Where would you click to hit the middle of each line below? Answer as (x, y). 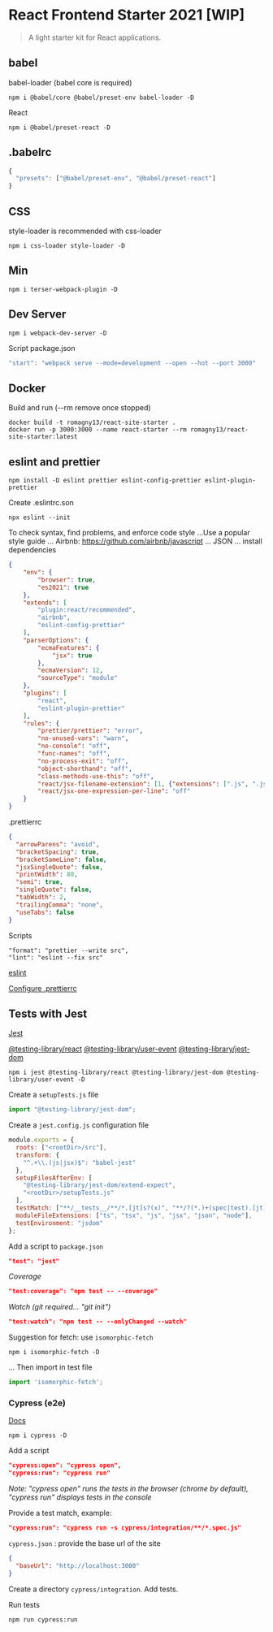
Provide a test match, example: (60, 1513)
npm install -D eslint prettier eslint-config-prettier (105, 481)
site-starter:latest (43, 437)
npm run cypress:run (43, 1619)
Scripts (20, 935)
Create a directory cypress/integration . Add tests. (93, 1589)
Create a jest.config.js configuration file (78, 1125)
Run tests (24, 1604)
